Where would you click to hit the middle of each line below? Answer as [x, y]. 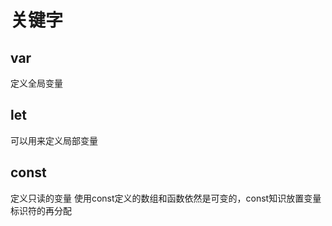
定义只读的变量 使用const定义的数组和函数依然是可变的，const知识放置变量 [166, 198]
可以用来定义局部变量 [54, 140]
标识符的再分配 [41, 210]
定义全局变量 [36, 83]
